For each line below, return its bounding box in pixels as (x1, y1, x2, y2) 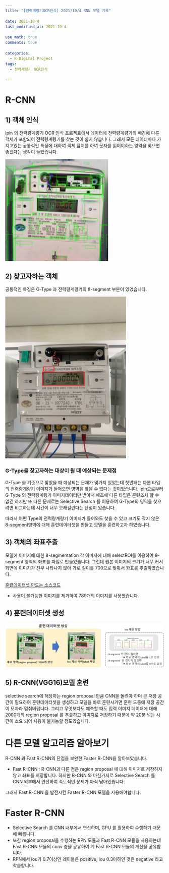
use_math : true (5, 35, 37, 40)
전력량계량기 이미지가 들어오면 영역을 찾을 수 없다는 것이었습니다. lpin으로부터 (10, 486, 164, 492)
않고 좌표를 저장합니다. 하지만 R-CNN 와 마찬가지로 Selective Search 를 (12, 772, 155, 778)
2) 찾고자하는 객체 (5, 272, 58, 281)
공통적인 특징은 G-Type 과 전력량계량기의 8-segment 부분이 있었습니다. (5, 286, 147, 293)
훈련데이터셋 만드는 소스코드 (5, 581, 61, 588)
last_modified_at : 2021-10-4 (5, 24, 67, 29)
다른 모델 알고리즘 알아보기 (5, 738, 109, 749)
